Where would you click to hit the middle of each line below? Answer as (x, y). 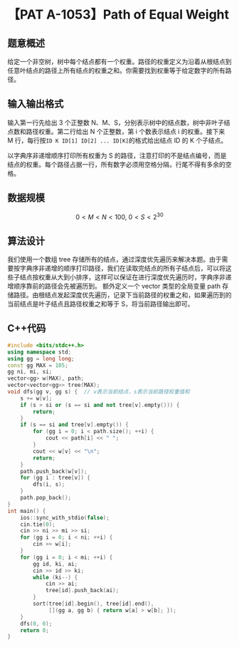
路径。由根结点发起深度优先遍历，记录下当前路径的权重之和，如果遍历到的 (122, 295)
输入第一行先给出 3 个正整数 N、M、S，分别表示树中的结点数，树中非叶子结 (119, 123)
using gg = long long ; (41, 358)
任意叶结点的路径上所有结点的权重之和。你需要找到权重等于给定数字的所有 (116, 71)
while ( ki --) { (55, 577)
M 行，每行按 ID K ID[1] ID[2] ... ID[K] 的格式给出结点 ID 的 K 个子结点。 (117, 140)
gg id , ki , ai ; (55, 564)
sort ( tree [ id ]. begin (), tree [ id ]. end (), (94, 604)
